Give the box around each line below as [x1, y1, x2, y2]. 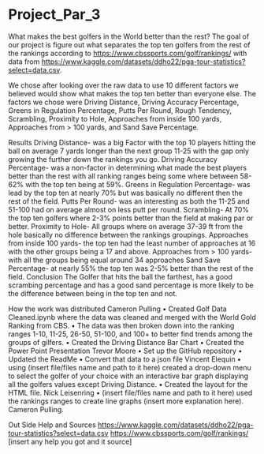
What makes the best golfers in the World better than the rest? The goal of [8, 32, 250, 41]
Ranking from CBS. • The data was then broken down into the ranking [8, 321, 235, 330]
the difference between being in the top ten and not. [8, 288, 177, 298]
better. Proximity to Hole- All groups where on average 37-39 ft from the [8, 221, 243, 231]
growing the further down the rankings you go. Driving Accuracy [8, 154, 218, 163]
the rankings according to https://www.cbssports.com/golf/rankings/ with [8, 48, 247, 58]
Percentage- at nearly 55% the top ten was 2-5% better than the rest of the [8, 263, 254, 273]
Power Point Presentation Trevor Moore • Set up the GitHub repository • [8, 346, 243, 355]
